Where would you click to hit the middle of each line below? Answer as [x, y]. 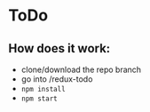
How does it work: [59, 48]
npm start [39, 99]
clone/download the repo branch [81, 69]
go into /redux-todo [57, 79]
